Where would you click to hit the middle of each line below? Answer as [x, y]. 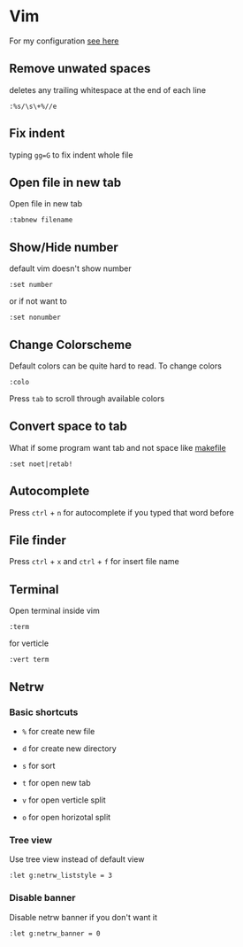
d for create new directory [69, 748]
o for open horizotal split [66, 817]
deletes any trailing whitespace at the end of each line [107, 89]
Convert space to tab [68, 427]
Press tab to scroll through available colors [87, 399]
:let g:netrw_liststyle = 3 [61, 876]
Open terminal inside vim [54, 611]
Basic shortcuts [44, 712]
